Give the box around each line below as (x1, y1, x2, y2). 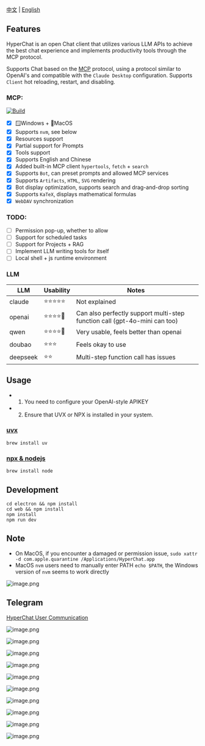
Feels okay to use (76, 341, 126, 349)
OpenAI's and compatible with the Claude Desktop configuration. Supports (6, 72, 193, 79)
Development (6, 484, 59, 495)
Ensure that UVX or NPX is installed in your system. (24, 411, 154, 418)
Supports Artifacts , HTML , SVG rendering (15, 177, 116, 184)
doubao (9, 341, 32, 349)
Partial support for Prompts (15, 142, 84, 149)
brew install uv (6, 440, 48, 446)
